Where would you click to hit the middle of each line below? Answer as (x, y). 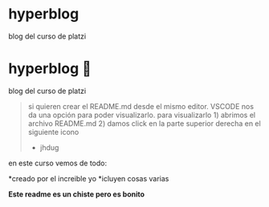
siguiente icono (53, 132)
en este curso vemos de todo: (57, 163)
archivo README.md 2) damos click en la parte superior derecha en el (144, 123)
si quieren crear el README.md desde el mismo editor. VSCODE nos (141, 106)
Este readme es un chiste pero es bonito (77, 194)
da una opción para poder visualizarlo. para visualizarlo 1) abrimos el (141, 115)
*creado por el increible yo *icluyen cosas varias (89, 178)
